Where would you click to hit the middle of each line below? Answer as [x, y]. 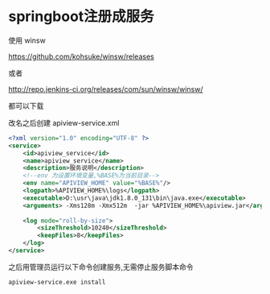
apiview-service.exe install [57, 282]
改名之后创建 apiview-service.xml [64, 122]
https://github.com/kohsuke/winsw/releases [81, 56]
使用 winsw [27, 40]
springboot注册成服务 [81, 17]
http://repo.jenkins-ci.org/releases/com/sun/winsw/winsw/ [106, 89]
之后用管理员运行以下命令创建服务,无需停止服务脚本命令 [101, 267]
